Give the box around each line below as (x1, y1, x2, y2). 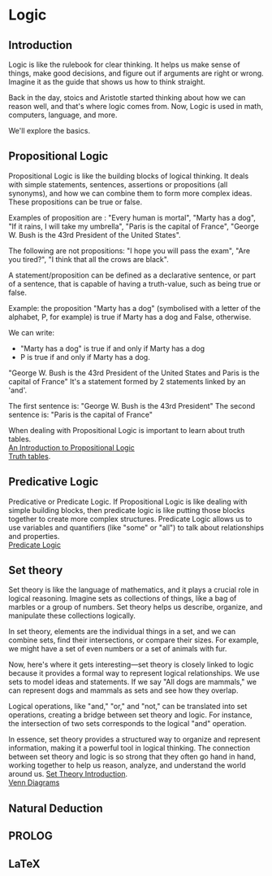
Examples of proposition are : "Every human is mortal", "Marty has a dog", (8, 212, 256, 222)
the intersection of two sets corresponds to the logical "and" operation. (8, 719, 247, 729)
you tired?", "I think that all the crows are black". (8, 254, 169, 264)
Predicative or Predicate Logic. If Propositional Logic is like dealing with (8, 497, 248, 506)
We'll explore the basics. (8, 126, 91, 135)
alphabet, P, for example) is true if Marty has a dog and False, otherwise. (8, 312, 252, 322)
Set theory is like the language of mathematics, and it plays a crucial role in (8, 585, 260, 595)
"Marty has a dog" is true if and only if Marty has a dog (19, 344, 205, 353)
